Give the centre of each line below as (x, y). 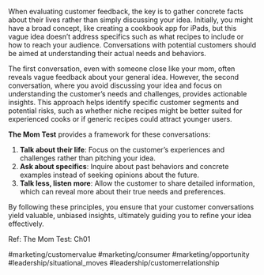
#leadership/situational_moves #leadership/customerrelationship (114, 263)
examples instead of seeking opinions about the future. (109, 175)
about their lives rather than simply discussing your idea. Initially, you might (131, 20)
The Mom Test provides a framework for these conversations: (109, 134)
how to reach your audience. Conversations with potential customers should (132, 45)
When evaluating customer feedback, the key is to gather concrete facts (126, 11)
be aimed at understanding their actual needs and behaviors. (107, 53)
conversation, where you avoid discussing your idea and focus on (115, 85)
